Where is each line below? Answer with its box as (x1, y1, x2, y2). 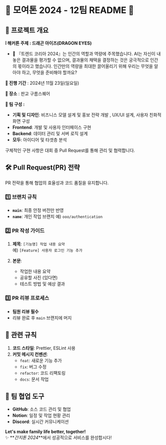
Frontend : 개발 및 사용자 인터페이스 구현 (12, 124, 91, 130)
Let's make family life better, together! (5, 429, 86, 435)
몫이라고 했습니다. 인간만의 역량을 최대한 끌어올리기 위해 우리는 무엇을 (17, 63, 153, 69)
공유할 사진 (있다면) (19, 275, 58, 281)
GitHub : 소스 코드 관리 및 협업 (12, 406, 71, 412)
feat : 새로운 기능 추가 (19, 357, 62, 363)
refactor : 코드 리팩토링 (19, 370, 66, 376)
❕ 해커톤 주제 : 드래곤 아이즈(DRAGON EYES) (5, 40, 92, 46)
